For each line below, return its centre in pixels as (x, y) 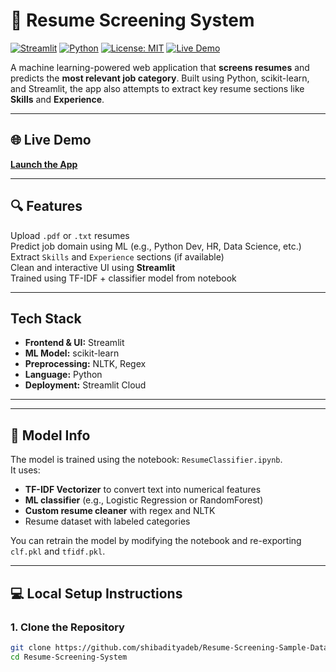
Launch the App (44, 164)
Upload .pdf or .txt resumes (70, 235)
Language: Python (63, 375)
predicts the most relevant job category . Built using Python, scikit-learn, (160, 78)
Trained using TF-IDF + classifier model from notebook (123, 278)
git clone (31, 647)
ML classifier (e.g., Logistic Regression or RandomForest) (144, 500)
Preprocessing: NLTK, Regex (85, 364)
